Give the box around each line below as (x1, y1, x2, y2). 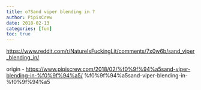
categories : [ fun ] (6, 25, 52, 32)
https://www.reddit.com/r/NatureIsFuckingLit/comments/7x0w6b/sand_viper (6, 47, 195, 55)
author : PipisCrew (6, 14, 52, 20)
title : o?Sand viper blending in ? (6, 8, 95, 15)
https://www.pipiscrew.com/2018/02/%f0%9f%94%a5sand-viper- (25, 65, 191, 73)
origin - (6, 65, 25, 73)
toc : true (6, 31, 31, 37)
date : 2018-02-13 (6, 20, 50, 26)
